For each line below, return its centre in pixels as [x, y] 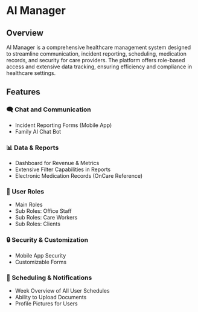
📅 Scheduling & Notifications [49, 278]
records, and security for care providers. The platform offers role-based [96, 60]
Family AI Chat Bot [38, 131]
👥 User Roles [25, 191]
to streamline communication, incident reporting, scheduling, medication [97, 54]
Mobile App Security [40, 255]
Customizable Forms [41, 262]
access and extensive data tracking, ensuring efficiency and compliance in [99, 67]
